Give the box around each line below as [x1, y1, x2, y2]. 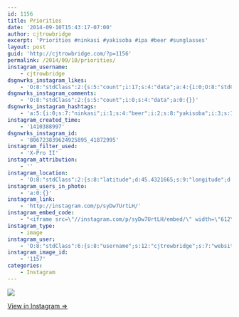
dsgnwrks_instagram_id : [7, 130, 78, 137]
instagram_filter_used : [7, 143, 78, 150]
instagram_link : [7, 196, 55, 203]
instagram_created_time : [7, 116, 81, 123]
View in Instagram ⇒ [7, 301, 68, 310]
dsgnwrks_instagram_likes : [7, 76, 87, 84]
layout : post [7, 43, 46, 51]
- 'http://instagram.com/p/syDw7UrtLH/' [20, 202, 142, 210]
